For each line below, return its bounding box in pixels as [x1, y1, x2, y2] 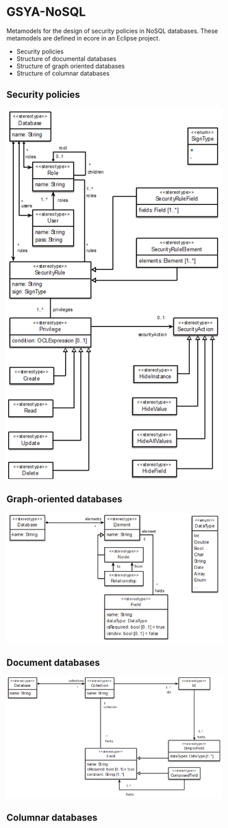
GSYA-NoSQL [6, 4, 86, 20]
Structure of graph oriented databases [16, 62, 125, 70]
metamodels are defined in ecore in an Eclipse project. [6, 34, 160, 42]
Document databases [6, 657, 100, 668]
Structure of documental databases [16, 54, 117, 62]
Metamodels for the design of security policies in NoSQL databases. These [6, 27, 218, 35]
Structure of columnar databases [16, 69, 110, 77]
